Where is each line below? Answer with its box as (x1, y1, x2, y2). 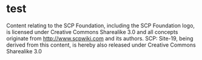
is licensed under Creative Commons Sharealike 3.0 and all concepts (6, 28, 178, 35)
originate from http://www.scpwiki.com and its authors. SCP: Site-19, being (6, 35, 194, 42)
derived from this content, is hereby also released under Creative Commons (6, 41, 196, 48)
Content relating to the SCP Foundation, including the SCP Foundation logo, (6, 22, 195, 29)
